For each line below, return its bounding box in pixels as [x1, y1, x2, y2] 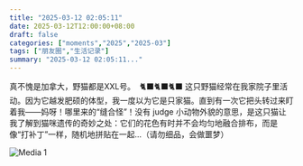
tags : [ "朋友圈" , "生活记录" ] [9, 47, 110, 56]
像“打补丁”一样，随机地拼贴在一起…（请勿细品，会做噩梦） [9, 129, 229, 140]
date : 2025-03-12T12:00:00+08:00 [9, 22, 135, 31]
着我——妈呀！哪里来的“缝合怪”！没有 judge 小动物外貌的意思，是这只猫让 [9, 106, 287, 117]
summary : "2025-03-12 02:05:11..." [9, 55, 143, 64]
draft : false [9, 30, 59, 39]
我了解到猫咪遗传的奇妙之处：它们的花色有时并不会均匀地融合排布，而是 [9, 118, 278, 128]
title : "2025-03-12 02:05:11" [9, 13, 124, 23]
